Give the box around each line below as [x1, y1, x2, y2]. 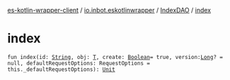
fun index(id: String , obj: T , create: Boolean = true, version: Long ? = [7, 53, 223, 60]
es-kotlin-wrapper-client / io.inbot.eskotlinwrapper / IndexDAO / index [7, 6, 211, 14]
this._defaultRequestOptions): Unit [7, 66, 115, 73]
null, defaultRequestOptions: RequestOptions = [7, 60, 151, 67]
